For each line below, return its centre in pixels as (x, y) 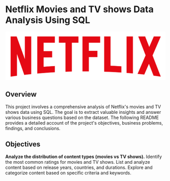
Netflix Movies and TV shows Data (80, 9)
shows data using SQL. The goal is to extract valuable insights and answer (83, 112)
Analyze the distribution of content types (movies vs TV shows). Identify (83, 157)
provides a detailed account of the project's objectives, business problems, (84, 123)
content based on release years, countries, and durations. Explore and (79, 167)
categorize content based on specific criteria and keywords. (68, 173)
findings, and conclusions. (33, 128)
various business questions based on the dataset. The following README (82, 117)
